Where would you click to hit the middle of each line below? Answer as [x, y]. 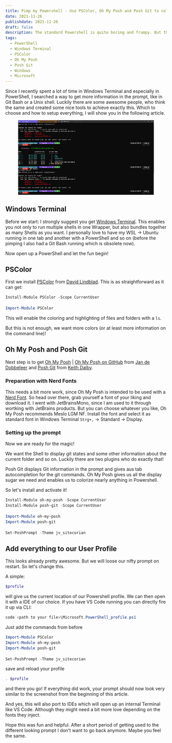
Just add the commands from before [44, 627]
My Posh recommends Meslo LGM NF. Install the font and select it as [78, 414]
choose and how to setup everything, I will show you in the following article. [85, 113]
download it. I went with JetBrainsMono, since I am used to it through [78, 403]
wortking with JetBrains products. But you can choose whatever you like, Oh [86, 408]
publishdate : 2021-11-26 [32, 22]
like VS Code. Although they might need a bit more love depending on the [83, 710]
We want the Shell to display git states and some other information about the [86, 454]
